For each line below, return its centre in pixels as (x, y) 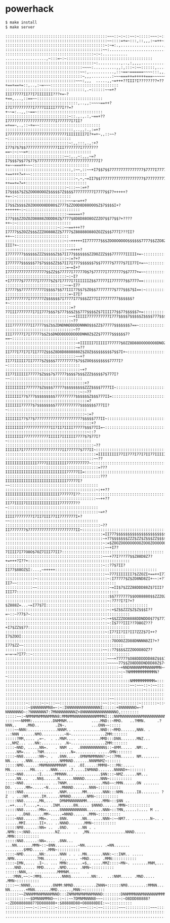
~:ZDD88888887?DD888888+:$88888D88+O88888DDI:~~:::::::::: (69, 903)
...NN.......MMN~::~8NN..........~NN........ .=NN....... (68, 845)
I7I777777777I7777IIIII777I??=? (39, 107)
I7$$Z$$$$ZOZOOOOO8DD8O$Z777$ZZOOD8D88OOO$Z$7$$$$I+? (63, 205)
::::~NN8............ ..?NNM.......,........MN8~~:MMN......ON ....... (82, 783)
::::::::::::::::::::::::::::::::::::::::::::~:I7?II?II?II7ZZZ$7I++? (81, 632)
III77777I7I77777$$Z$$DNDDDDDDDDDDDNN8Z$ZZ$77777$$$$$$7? (68, 334)
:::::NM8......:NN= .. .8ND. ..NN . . (51, 827)
